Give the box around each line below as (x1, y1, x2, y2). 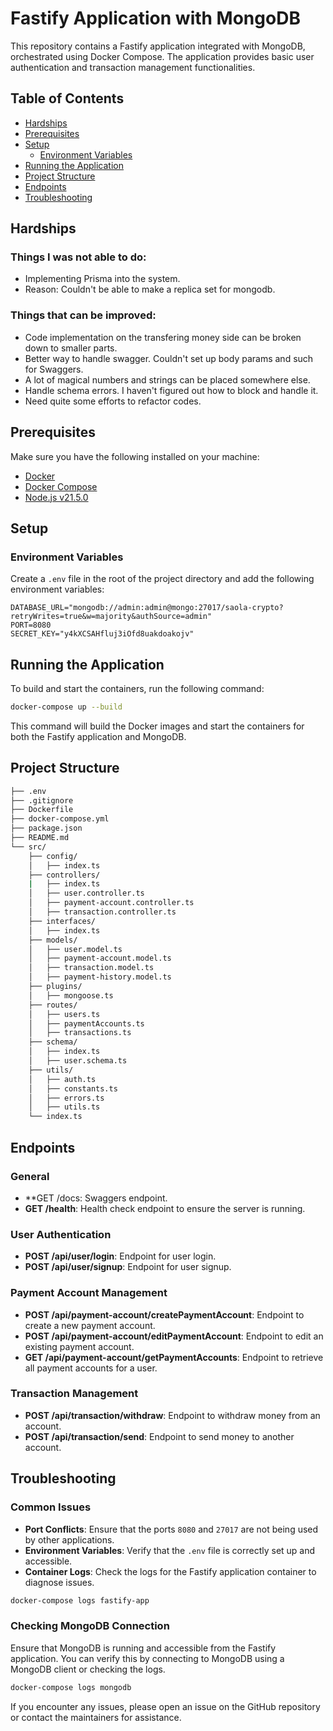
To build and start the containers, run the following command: (10, 683, 265, 695)
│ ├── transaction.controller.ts (28, 907, 177, 917)
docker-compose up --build (10, 702, 123, 712)
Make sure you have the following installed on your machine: (10, 450, 260, 462)
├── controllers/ (28, 870, 101, 880)
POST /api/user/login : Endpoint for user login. (24, 1250, 217, 1262)
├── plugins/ (28, 982, 83, 992)
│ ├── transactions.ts (28, 1028, 132, 1038)
